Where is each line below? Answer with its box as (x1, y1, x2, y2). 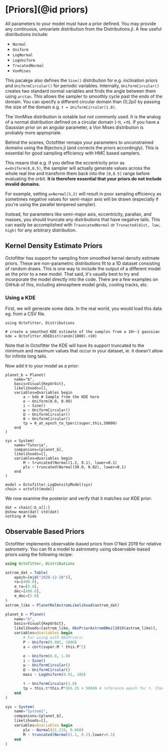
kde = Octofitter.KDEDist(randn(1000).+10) (5, 334, 97, 339)
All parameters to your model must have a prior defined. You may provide (5, 21, 156, 27)
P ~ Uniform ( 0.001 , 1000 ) (23, 640, 77, 645)
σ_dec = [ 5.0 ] (14, 594, 39, 599)
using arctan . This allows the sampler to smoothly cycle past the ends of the (5, 93, 162, 99)
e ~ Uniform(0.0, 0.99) (23, 399, 72, 404)
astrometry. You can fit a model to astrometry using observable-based (5, 546, 150, 552)
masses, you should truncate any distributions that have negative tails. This (5, 216, 160, 222)
